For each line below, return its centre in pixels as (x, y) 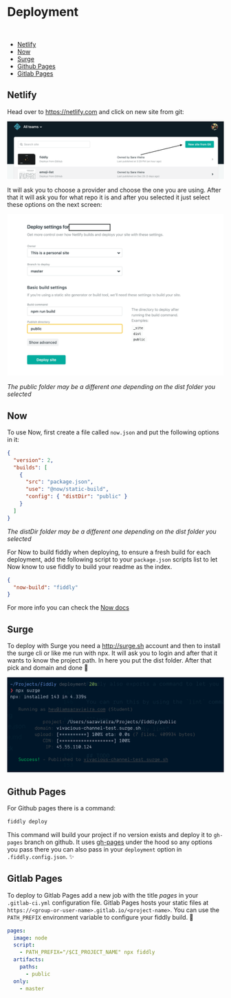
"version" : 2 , (33, 460)
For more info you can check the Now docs (68, 608)
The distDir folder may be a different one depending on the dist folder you (112, 531)
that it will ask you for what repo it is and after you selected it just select (109, 197)
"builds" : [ (31, 467)
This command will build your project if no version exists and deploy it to (110, 834)
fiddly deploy (27, 821)
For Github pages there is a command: (61, 808)
